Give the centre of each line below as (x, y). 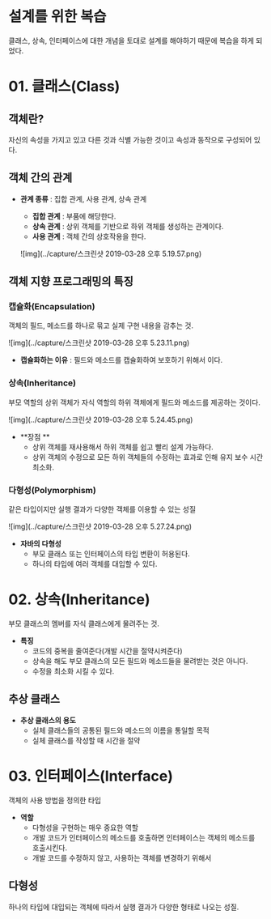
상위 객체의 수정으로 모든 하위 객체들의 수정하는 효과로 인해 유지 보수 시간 (148, 457)
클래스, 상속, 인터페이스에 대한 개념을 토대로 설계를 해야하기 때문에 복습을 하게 (131, 40)
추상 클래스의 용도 (48, 720)
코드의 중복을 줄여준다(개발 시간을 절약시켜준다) (108, 651)
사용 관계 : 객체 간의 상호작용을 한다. (89, 236)
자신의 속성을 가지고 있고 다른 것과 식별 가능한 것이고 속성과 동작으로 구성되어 (130, 139)
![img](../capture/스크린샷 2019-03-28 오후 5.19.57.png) (111, 253)
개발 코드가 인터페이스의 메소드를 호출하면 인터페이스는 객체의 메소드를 (144, 837)
